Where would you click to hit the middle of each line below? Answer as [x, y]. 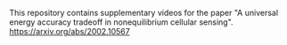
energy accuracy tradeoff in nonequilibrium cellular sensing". [121, 22]
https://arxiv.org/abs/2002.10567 [70, 31]
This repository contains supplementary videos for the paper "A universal [144, 13]
